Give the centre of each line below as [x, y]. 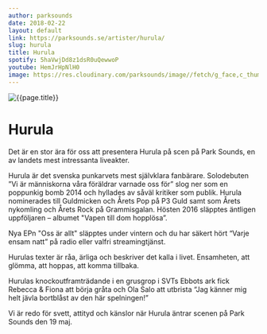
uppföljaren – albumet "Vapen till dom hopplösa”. [88, 217]
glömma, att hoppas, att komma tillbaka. [74, 265]
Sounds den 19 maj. [41, 321]
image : [19, 75]
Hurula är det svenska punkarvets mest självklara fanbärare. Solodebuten [128, 175]
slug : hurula [30, 45]
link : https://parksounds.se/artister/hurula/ [87, 38]
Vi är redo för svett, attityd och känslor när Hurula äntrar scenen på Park [126, 313]
